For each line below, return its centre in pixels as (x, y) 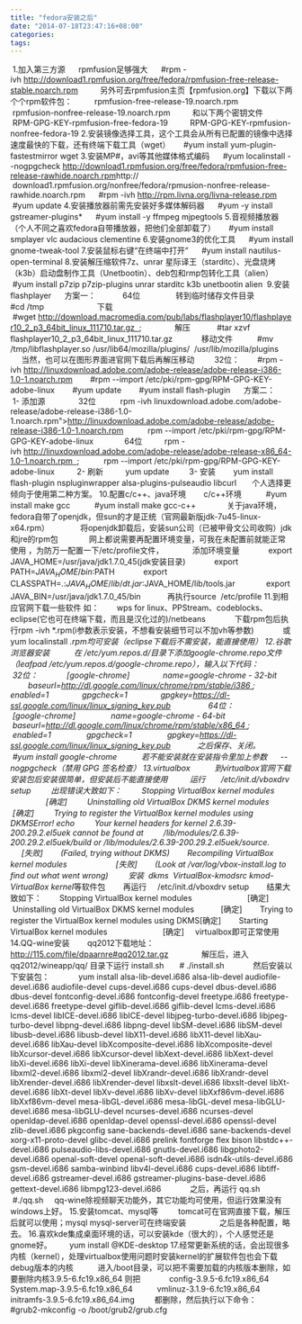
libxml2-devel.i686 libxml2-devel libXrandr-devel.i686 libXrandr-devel (139, 1073)
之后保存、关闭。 (229, 745)
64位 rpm (152, 441)
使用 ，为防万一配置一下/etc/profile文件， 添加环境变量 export (151, 551)
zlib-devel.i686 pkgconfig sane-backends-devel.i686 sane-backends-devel (151, 1130)
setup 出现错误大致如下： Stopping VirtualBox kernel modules (142, 790)
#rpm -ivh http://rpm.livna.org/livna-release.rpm (188, 195)
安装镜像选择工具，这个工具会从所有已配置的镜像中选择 (190, 134)
